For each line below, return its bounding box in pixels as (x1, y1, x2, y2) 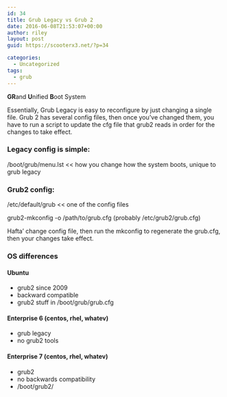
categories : (7, 54, 41, 62)
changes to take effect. (7, 128, 73, 136)
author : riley (7, 29, 48, 36)
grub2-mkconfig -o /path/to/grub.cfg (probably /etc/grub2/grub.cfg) (7, 214, 201, 222)
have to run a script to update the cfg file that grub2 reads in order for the (7, 120, 215, 128)
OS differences (7, 251, 58, 261)
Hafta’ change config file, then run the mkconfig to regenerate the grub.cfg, (7, 227, 221, 236)
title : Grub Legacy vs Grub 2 (7, 16, 94, 23)
